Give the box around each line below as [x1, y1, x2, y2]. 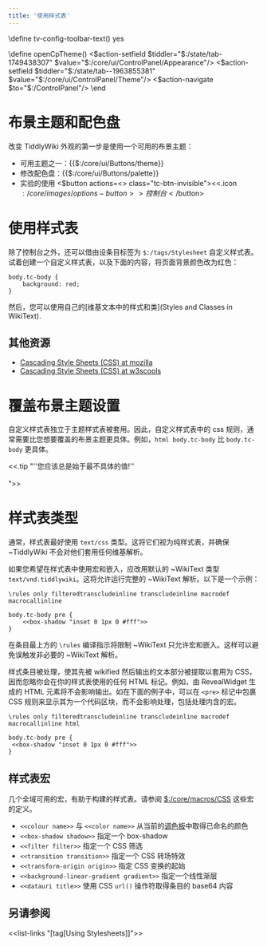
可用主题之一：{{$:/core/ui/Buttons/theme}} [19, 158, 165, 168]
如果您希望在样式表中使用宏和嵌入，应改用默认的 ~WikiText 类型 [8, 564, 220, 574]
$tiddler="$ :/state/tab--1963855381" [34, 65, 156, 76]
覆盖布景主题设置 [8, 397, 121, 415]
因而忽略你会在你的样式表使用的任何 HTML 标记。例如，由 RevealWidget [8, 677, 247, 687]
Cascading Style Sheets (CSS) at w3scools [19, 366, 162, 376]
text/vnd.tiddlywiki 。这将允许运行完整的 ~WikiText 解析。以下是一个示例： [8, 574, 260, 584]
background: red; [22, 280, 80, 288]
